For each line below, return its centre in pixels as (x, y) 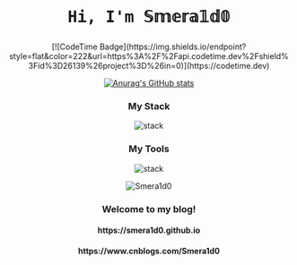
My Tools (149, 149)
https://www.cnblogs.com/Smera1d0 (149, 251)
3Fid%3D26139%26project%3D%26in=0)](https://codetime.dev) (149, 66)
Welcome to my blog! (149, 209)
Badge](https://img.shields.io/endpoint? (173, 47)
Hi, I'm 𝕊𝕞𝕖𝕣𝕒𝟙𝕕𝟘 (149, 17)
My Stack (149, 107)
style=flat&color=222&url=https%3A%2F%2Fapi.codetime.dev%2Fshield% (149, 56)
